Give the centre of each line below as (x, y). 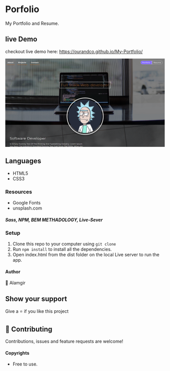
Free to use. (25, 364)
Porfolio (22, 9)
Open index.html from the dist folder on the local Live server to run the (86, 255)
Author (13, 271)
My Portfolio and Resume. (32, 23)
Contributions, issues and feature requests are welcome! (64, 341)
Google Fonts (27, 202)
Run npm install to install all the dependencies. (62, 250)
